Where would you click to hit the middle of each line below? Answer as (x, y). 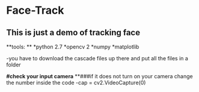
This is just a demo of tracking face (73, 33)
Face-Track (35, 10)
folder (14, 65)
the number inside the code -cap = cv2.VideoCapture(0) (76, 82)
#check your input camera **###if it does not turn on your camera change (100, 76)
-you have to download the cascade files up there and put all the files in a (97, 58)
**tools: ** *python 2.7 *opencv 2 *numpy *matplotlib (73, 47)
